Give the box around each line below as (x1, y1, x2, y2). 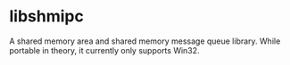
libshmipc (9, 6, 85, 27)
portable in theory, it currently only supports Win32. (9, 45, 200, 55)
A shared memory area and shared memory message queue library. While (9, 36, 281, 46)
